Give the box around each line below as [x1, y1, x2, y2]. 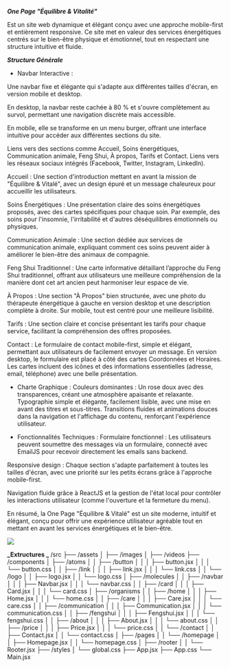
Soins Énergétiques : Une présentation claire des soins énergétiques [7, 200, 201, 209]
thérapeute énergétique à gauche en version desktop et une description [7, 299, 211, 307]
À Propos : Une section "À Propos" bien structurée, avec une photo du [7, 292, 206, 300]
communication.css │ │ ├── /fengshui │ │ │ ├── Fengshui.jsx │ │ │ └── [7, 609, 215, 617]
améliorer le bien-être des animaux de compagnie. [7, 251, 150, 258]
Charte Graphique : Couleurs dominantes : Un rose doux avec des [16, 383, 204, 391]
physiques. [7, 222, 38, 231]
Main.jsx [7, 653, 31, 661]
